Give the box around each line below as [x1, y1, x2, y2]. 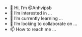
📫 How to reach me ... [9, 26, 56, 32]
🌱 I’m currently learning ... [9, 15, 63, 21]
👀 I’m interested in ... [9, 10, 52, 16]
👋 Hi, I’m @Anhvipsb [9, 5, 52, 10]
